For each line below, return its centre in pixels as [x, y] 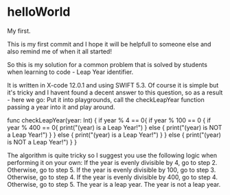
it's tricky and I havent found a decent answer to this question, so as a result [115, 92]
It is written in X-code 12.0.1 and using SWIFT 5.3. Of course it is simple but [113, 85]
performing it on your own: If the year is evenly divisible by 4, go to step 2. [112, 162]
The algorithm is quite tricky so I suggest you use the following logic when [112, 155]
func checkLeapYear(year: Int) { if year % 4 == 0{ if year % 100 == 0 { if [109, 120]
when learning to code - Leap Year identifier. [70, 72]
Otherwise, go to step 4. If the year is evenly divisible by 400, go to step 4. [113, 177]
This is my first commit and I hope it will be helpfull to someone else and [109, 44]
